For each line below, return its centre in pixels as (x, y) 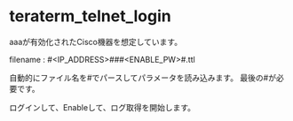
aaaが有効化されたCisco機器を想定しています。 (96, 42)
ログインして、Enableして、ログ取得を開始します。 (103, 107)
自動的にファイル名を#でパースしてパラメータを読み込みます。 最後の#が (143, 78)
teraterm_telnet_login (90, 16)
